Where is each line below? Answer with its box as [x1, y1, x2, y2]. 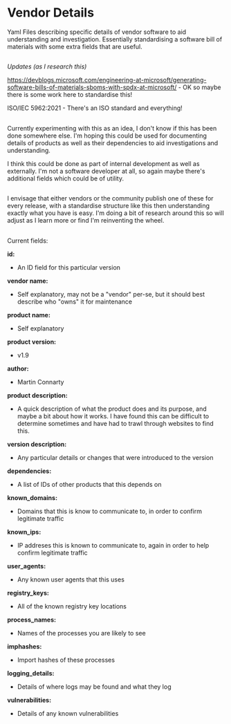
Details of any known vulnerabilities [17, 709, 119, 717]
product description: [7, 391, 68, 399]
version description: [7, 440, 67, 448]
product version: [7, 337, 57, 346]
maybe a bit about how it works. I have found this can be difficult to [17, 411, 210, 420]
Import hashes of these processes [17, 656, 115, 664]
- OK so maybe [178, 83, 221, 91]
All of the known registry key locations [17, 602, 127, 610]
